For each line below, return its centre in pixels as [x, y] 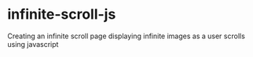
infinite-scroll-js [62, 14]
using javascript [33, 44]
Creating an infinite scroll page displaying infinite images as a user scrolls [126, 36]
